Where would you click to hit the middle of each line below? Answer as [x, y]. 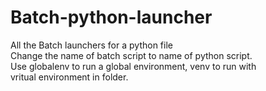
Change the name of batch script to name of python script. [131, 55]
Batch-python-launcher [111, 17]
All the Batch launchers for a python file [91, 45]
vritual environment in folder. [69, 77]
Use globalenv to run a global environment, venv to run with [133, 66]
